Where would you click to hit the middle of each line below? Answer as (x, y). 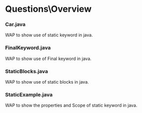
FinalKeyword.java (28, 48)
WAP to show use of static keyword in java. (49, 35)
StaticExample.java (29, 95)
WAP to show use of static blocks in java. (47, 82)
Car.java (15, 25)
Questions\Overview (48, 9)
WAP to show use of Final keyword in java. (48, 58)
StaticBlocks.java (27, 71)
